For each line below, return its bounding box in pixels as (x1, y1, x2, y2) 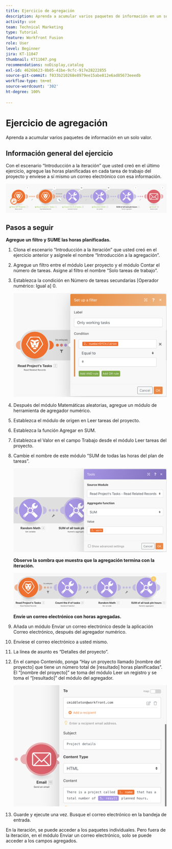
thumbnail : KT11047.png (6, 57, 57, 62)
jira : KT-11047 (6, 51, 38, 56)
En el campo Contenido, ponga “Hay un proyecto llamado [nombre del (13, 658, 161, 665)
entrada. (13, 817, 31, 823)
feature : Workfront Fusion (6, 35, 63, 40)
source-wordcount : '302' (6, 84, 59, 89)
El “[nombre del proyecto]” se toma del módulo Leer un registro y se (13, 669, 157, 676)
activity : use (6, 19, 36, 24)
